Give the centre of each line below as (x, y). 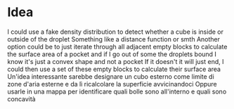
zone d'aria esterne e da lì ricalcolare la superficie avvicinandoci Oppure (112, 84)
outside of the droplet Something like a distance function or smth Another (113, 39)
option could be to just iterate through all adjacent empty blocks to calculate (117, 46)
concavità (22, 98)
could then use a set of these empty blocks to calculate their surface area (114, 69)
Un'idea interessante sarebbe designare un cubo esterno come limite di (111, 76)
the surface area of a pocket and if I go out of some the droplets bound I (112, 54)
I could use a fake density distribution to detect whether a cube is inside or (115, 32)
